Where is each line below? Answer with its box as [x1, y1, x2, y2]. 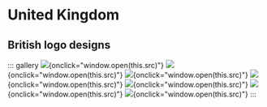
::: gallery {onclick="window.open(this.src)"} [7, 61, 164, 70]
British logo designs [7, 38, 111, 52]
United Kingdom [7, 6, 119, 24]
